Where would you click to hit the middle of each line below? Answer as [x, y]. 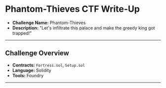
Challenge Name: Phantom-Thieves [49, 23]
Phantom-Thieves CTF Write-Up [72, 9]
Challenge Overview [37, 53]
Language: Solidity [32, 70]
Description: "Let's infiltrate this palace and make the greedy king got [83, 28]
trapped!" [22, 33]
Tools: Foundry [28, 75]
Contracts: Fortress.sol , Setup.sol [49, 65]
